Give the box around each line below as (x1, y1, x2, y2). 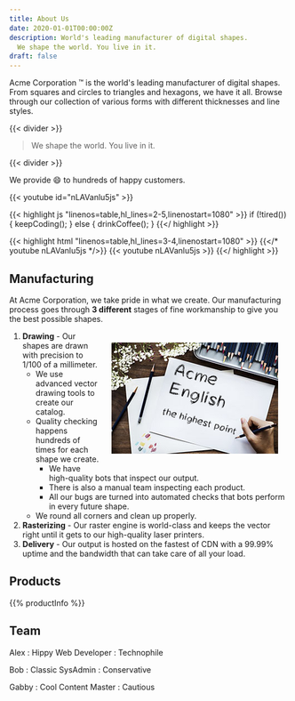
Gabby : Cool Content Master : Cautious (9, 681, 155, 692)
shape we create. (35, 454, 100, 464)
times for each (35, 444, 89, 455)
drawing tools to (35, 387, 95, 398)
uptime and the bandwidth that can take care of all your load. (21, 548, 246, 559)
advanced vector (35, 378, 98, 389)
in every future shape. (48, 501, 130, 512)
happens (35, 425, 68, 436)
